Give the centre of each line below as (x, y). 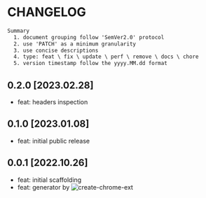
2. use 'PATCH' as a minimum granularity (75, 44)
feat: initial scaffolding (49, 180)
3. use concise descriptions (56, 50)
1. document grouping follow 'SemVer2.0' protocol (89, 37)
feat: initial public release (53, 141)
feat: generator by (43, 187)
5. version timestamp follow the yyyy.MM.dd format (91, 64)
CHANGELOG (47, 12)
